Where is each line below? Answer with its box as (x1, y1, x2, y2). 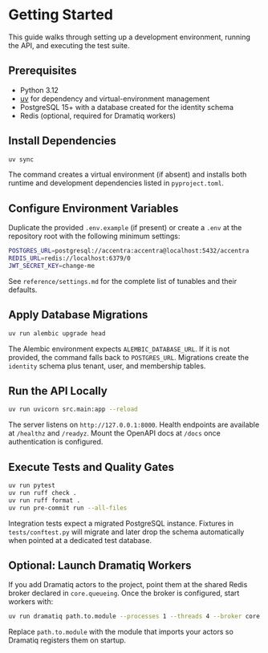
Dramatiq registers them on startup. (8, 635, 127, 645)
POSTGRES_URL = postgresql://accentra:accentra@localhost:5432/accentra (8, 247, 250, 255)
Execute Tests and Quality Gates (8, 460, 175, 474)
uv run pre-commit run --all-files (8, 504, 128, 512)
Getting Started (8, 6, 114, 24)
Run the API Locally (8, 383, 108, 398)
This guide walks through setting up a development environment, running (8, 32, 251, 42)
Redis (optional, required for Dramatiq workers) (19, 111, 177, 120)
